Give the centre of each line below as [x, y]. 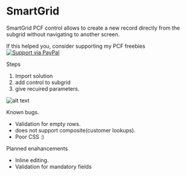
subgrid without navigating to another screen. [63, 34]
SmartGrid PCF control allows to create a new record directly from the [93, 28]
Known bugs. [23, 112]
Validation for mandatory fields [53, 166]
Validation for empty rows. [48, 124]
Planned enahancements [37, 148]
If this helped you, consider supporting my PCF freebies [76, 46]
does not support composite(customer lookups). [75, 130]
